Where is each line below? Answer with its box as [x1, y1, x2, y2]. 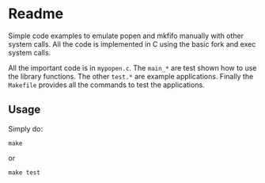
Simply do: [8, 124, 44, 133]
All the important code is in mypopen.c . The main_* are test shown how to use [8, 63, 257, 72]
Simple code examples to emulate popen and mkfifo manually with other [8, 31, 244, 40]
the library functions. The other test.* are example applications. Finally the [8, 71, 254, 81]
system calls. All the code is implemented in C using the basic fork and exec [8, 39, 256, 48]
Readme [8, 5, 64, 23]
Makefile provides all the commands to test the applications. [8, 80, 205, 90]
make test [8, 168, 41, 177]
